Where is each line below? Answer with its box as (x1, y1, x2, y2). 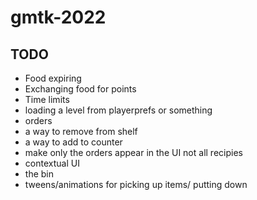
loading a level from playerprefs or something (24, 104, 213, 116)
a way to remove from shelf (24, 126, 138, 137)
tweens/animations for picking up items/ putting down (24, 179, 248, 190)
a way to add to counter (24, 136, 123, 148)
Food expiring (24, 72, 82, 84)
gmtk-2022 (10, 6, 107, 29)
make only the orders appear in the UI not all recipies (24, 147, 243, 158)
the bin (24, 168, 54, 180)
